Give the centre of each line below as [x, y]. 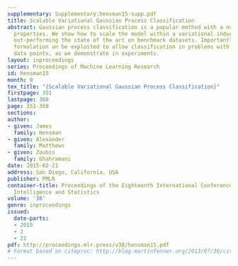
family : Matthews [39, 146]
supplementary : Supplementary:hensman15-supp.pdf [82, 14]
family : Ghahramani [42, 159]
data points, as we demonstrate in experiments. [87, 54]
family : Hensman [38, 133]
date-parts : [32, 218]
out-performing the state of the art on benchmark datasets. [106, 40]
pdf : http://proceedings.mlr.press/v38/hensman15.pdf [89, 245]
